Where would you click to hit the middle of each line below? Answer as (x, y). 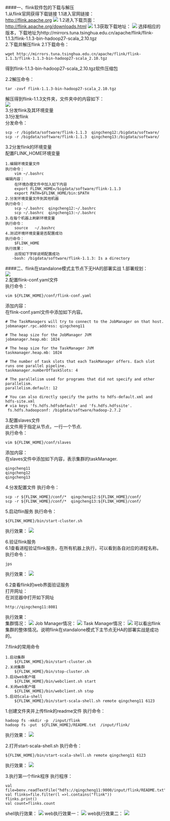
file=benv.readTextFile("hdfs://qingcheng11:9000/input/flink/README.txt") (87, 790)
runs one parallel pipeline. (36, 366)
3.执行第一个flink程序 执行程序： (39, 776)
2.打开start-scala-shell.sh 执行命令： (44, 746)
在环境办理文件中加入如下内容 (41, 184)
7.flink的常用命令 (23, 647)
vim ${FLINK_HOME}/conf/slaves (38, 442)
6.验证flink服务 (21, 542)
